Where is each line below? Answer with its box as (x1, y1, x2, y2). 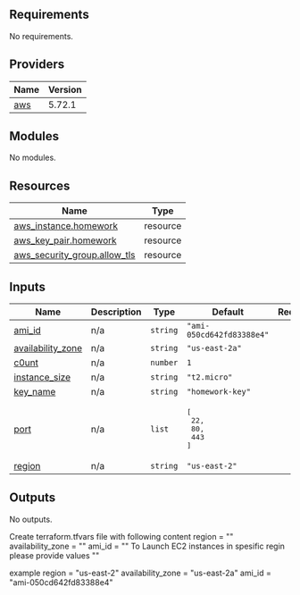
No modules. (9, 152, 56, 163)
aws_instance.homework (13, 220, 119, 232)
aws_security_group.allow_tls (13, 249, 136, 262)
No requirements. (9, 30, 74, 41)
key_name (13, 386, 56, 398)
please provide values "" (9, 549, 100, 561)
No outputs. (9, 514, 53, 524)
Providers (9, 57, 65, 72)
